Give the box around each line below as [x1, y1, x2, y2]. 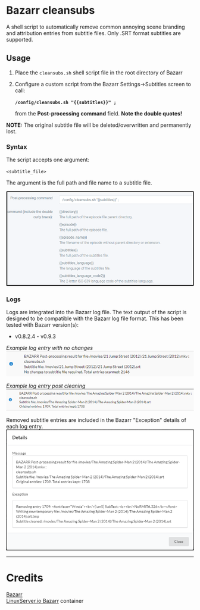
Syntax [6, 142, 27, 151]
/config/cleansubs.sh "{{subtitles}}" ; [14, 99, 117, 105]
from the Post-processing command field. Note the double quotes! [14, 110, 183, 117]
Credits [6, 571, 43, 585]
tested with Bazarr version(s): [6, 321, 79, 329]
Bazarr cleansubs [6, 4, 95, 17]
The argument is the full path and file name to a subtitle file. [6, 179, 152, 186]
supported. [6, 36, 33, 43]
